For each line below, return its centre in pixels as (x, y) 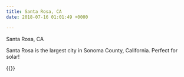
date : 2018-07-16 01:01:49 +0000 (47, 17)
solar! (13, 56)
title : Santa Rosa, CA (34, 11)
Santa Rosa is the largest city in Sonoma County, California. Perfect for (92, 50)
